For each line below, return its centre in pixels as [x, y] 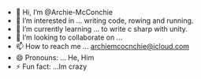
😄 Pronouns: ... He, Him [55, 58]
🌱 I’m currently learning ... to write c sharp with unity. [101, 29]
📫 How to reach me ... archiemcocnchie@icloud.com [102, 46]
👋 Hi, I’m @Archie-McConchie [64, 12]
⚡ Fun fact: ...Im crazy [51, 66]
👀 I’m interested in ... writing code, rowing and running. [104, 21]
